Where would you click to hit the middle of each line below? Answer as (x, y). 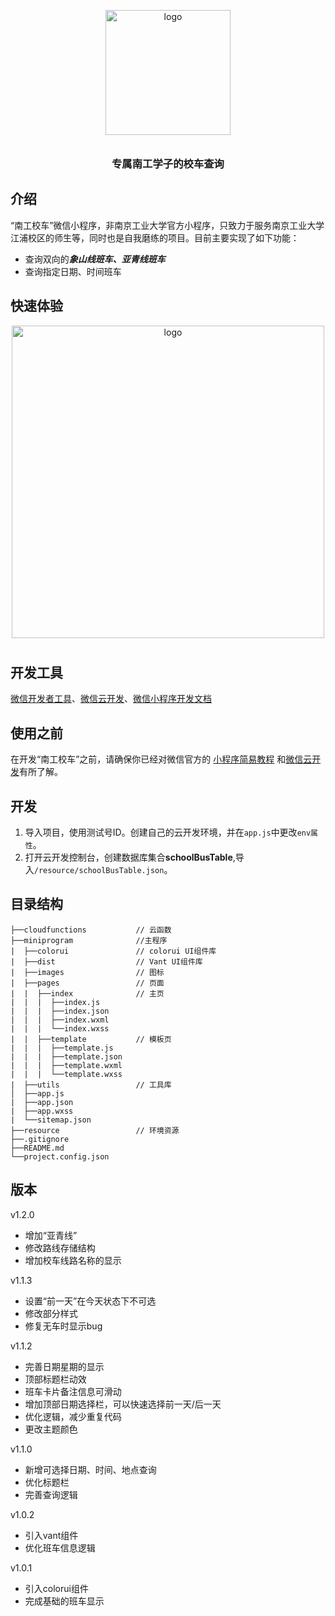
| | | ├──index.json (60, 1011)
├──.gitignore (40, 1139)
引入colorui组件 (56, 1588)
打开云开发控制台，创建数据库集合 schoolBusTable (128, 857)
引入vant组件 (51, 1535)
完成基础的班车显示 (64, 1601)
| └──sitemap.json (51, 1120)
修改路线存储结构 (60, 1247)
